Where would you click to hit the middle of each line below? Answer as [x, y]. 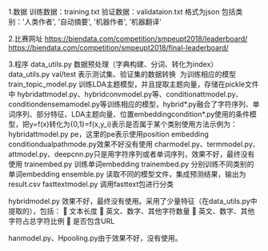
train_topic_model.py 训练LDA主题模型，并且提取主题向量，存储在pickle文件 [134, 84]
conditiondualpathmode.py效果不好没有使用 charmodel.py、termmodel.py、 [134, 144]
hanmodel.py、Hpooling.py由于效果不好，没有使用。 [95, 238]
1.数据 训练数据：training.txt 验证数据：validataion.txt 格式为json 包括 [122, 12]
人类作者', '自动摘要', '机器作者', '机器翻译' [93, 22]
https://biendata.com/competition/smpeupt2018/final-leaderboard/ [119, 48]
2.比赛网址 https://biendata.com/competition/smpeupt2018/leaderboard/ [128, 39]
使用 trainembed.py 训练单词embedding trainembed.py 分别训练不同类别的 [131, 164]
